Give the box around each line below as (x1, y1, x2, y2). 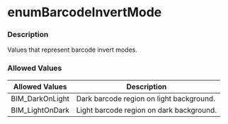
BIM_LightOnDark (11, 105, 69, 115)
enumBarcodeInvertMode (7, 4, 162, 21)
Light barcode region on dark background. (76, 105, 217, 115)
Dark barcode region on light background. (76, 94, 216, 103)
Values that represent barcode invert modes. (7, 45, 138, 54)
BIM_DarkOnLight (11, 94, 69, 103)
